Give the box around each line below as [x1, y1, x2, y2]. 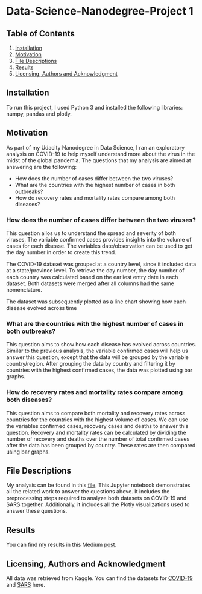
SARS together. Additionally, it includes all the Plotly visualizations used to [6, 501, 190, 508]
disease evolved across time [6, 304, 77, 311]
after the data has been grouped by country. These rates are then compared [6, 441, 196, 449]
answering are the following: [6, 163, 77, 170]
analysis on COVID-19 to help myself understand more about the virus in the [6, 150, 195, 157]
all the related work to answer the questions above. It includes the [6, 488, 170, 495]
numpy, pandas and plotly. [6, 110, 72, 117]
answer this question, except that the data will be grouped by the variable [6, 354, 189, 361]
